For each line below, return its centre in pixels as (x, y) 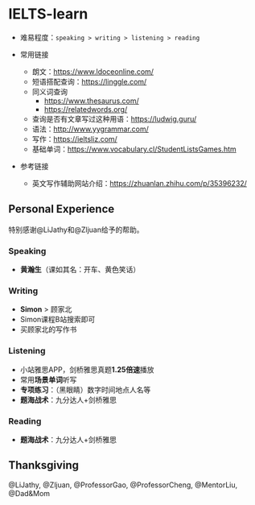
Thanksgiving (43, 465)
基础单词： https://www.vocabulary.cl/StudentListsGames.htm (134, 149)
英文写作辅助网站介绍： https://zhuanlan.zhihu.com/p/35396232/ (140, 183)
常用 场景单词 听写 (48, 379)
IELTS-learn (48, 14)
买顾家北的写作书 (48, 329)
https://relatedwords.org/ (86, 109)
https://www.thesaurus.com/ (91, 101)
